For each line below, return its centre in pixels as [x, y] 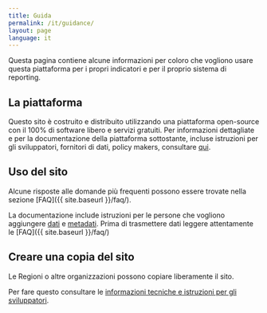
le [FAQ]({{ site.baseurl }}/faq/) [59, 232]
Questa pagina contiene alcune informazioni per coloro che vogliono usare [131, 61]
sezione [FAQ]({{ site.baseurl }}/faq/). [70, 199]
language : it [30, 38]
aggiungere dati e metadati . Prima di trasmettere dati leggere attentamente [131, 223]
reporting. [25, 77]
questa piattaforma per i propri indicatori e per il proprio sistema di [118, 69]
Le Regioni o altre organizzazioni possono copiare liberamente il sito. [121, 276]
